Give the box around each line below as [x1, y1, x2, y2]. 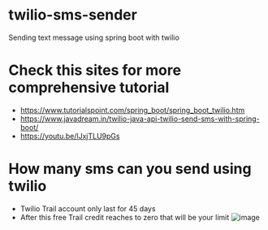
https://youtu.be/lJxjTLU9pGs [19, 131, 120, 141]
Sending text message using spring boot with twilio [8, 33, 180, 42]
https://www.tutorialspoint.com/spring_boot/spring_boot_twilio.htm [19, 105, 245, 115]
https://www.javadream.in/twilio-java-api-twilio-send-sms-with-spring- [19, 114, 260, 124]
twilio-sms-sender [8, 6, 138, 24]
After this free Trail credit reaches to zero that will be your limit [19, 212, 230, 222]
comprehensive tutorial [8, 79, 170, 97]
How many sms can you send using [8, 160, 252, 178]
